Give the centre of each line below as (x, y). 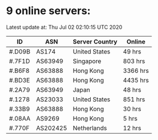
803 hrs (134, 61)
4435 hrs (136, 80)
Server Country (95, 41)
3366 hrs (136, 71)
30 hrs (132, 109)
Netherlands (90, 128)
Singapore (87, 61)
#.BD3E (20, 80)
